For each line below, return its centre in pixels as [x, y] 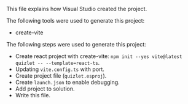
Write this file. [33, 95]
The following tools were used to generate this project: [76, 20]
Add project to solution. [45, 89]
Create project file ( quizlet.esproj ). [61, 76]
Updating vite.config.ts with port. [60, 69]
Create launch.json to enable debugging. [67, 82]
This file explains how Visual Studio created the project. [77, 9]
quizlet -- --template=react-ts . [57, 63]
